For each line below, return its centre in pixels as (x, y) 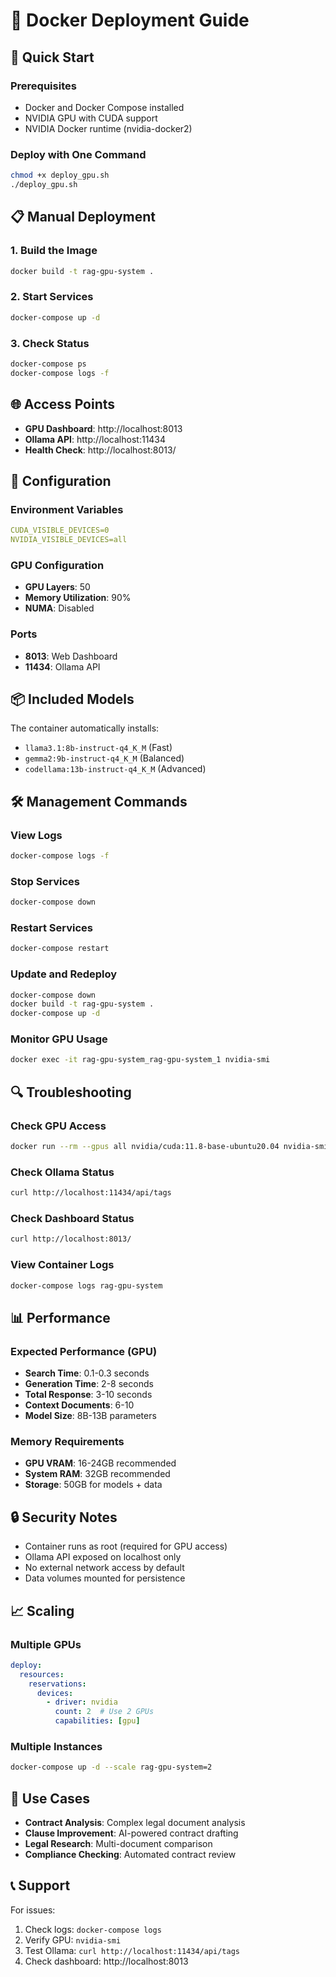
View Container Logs (62, 1265)
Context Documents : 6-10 (79, 1405)
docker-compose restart (60, 949)
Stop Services (45, 881)
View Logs (36, 835)
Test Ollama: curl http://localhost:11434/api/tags (132, 1950)
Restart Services (52, 928)
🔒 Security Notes (64, 1517)
